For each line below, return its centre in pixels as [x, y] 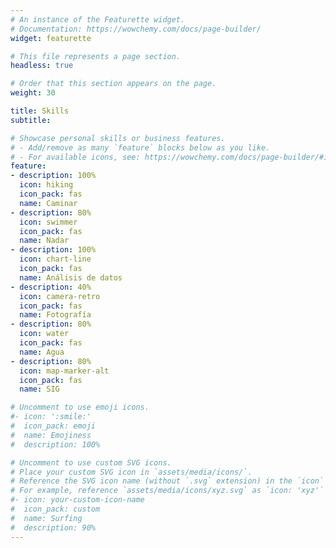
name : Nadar [44, 241]
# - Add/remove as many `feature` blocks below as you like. [140, 147]
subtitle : [31, 120]
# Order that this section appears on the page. [113, 84]
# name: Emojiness [51, 435]
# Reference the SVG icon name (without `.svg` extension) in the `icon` [167, 481]
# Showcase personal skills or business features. [118, 138]
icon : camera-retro [60, 296]
